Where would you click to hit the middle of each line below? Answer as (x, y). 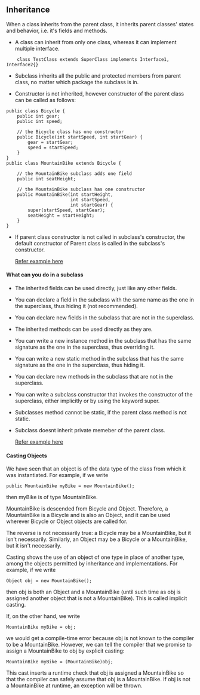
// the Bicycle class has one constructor (70, 132)
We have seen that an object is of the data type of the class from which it (96, 469)
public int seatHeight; (47, 179)
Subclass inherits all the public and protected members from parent (98, 76)
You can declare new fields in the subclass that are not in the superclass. (105, 318)
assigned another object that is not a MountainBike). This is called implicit (97, 598)
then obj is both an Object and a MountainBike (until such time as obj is (93, 592)
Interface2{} (22, 64)
